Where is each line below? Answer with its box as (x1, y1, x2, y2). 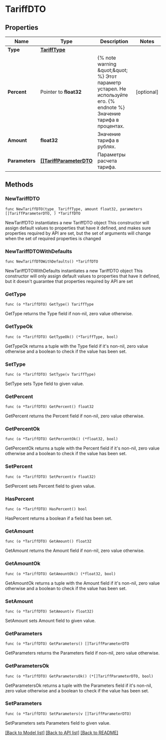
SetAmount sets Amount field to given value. (5, 617, 96, 623)
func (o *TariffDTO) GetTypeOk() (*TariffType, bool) (5, 334, 119, 339)
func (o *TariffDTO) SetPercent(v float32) (5, 474, 96, 479)
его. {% (97, 98, 115, 105)
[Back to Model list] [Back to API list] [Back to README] (5, 730, 119, 736)
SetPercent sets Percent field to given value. (5, 483, 95, 489)
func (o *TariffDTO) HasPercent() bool (5, 507, 87, 512)
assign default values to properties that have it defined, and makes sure (5, 225, 151, 231)
